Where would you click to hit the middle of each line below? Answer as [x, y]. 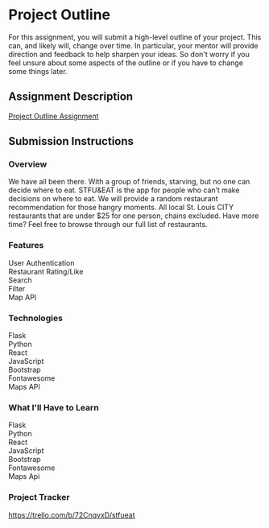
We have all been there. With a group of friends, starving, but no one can [129, 182]
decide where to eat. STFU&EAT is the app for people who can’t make [124, 190]
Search [20, 280]
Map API [23, 297]
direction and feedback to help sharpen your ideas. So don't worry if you [129, 54]
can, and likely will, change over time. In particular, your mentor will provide [134, 45]
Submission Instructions [71, 141]
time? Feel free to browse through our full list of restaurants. [108, 225]
